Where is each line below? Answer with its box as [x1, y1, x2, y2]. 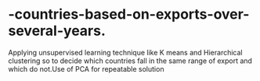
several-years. [8, 22, 106, 40]
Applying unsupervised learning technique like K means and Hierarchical [8, 48, 243, 57]
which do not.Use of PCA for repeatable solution [8, 64, 164, 73]
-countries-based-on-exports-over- [8, 5, 250, 23]
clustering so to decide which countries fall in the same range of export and [8, 56, 253, 65]
